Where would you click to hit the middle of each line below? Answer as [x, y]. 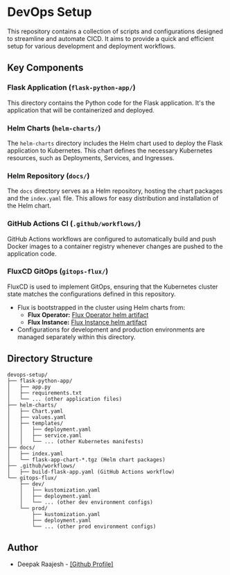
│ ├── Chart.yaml [35, 411]
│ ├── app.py [29, 387]
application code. [32, 253]
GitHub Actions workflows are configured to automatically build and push [112, 239]
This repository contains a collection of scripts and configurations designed [115, 31]
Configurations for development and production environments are [111, 329]
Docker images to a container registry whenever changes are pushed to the [115, 246]
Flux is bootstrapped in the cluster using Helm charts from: [101, 307]
